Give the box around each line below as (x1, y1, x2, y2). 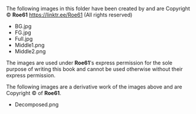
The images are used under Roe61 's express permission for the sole (6, 59, 173, 66)
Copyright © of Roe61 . (6, 90, 62, 96)
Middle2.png (14, 48, 46, 55)
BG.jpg (14, 23, 31, 30)
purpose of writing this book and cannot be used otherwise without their (6, 66, 183, 73)
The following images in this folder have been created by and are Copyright (6, 5, 191, 12)
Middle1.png (14, 41, 45, 48)
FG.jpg (14, 29, 31, 36)
